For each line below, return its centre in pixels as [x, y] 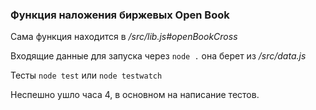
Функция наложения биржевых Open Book [120, 15]
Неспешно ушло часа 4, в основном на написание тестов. [135, 95]
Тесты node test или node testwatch [86, 75]
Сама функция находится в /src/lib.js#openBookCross [124, 37]
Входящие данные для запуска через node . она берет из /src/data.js [158, 56]
